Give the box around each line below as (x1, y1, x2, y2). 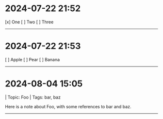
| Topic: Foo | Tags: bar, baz (5, 94, 61, 100)
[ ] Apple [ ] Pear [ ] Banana (5, 56, 60, 62)
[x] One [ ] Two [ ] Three (5, 19, 54, 25)
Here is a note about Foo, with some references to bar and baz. (5, 103, 131, 109)
